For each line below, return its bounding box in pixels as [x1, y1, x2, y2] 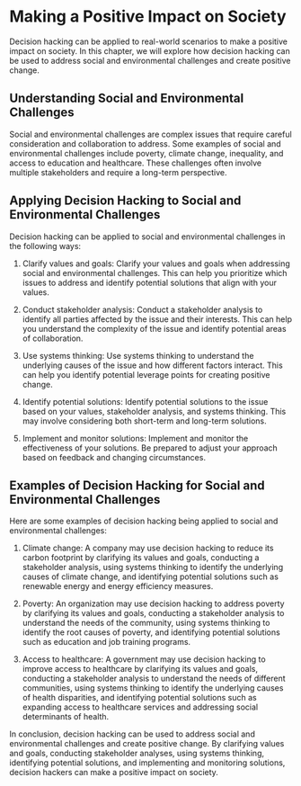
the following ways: [9, 240, 82, 251]
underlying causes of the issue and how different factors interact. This [22, 360, 283, 371]
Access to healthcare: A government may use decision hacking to [22, 654, 267, 665]
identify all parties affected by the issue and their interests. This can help [22, 313, 292, 325]
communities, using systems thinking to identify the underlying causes [22, 683, 284, 693]
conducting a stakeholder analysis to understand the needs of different [22, 673, 286, 684]
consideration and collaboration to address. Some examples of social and [9, 138, 281, 149]
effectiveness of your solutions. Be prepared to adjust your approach [22, 442, 279, 453]
